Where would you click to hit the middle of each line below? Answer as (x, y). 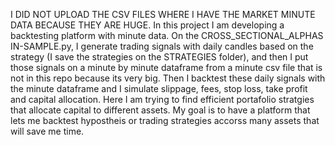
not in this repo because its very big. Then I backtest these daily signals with (168, 78)
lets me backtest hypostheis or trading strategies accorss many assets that (165, 120)
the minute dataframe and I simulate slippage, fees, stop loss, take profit (159, 88)
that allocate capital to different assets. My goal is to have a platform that (160, 110)
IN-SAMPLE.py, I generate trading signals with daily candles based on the (162, 46)
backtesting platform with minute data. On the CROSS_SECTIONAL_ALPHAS (167, 35)
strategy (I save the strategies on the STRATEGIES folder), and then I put (159, 57)
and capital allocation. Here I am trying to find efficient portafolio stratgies (162, 99)
